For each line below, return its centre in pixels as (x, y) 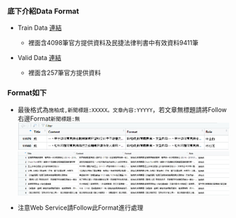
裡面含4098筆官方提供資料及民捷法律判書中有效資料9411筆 (113, 43)
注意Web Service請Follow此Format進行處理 (80, 208)
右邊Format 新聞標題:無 (49, 119)
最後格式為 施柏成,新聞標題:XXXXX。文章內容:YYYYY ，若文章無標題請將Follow (122, 109)
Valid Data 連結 (39, 58)
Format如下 (27, 93)
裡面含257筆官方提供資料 (64, 73)
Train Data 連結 (39, 28)
